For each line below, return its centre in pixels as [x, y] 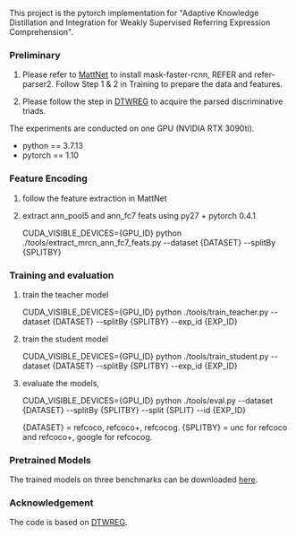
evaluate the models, [61, 383]
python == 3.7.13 [52, 146]
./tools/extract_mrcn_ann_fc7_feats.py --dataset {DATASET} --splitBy [149, 242]
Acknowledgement [51, 503]
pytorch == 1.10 [50, 155]
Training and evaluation [62, 275]
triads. [34, 111]
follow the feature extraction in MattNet [94, 198]
